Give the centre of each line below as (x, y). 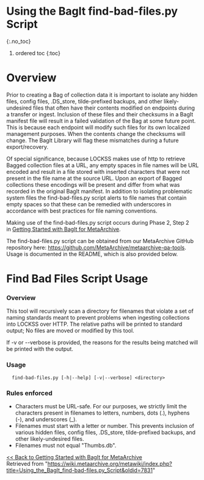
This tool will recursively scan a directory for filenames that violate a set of (100, 311)
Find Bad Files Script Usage (77, 279)
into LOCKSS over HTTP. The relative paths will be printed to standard (94, 324)
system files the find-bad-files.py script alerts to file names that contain (97, 198)
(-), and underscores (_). (46, 419)
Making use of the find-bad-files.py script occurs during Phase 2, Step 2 (98, 222)
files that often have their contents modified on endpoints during (114, 108)
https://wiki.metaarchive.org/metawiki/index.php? (110, 463)
